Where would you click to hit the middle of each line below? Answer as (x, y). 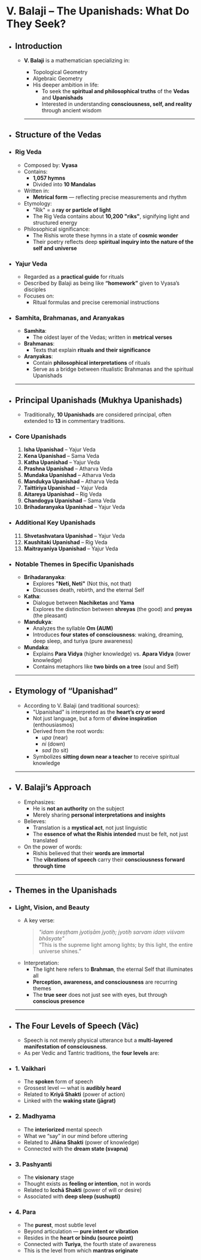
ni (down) (54, 744)
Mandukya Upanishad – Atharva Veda (71, 481)
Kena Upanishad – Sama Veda (62, 456)
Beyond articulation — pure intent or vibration (81, 1231)
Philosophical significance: (57, 229)
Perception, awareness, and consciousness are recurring (105, 982)
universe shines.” (60, 951)
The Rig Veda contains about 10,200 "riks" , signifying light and (111, 216)
